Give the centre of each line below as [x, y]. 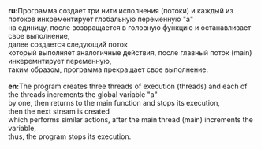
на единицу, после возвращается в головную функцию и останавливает [130, 28]
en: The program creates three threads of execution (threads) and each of [128, 86]
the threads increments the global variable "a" [83, 95]
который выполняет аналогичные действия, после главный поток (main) [130, 52]
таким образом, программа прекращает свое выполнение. [108, 69]
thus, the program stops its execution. [70, 136]
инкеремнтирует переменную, [60, 61]
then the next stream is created [59, 111]
